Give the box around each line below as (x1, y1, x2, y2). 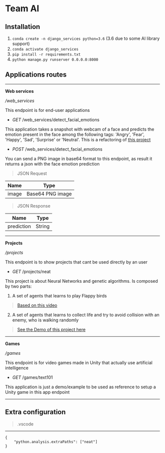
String (35, 223, 50, 230)
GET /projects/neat (12, 268, 51, 274)
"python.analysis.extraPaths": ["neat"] (14, 439, 98, 444)
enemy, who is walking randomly (12, 317, 79, 323)
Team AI (5, 3, 39, 14)
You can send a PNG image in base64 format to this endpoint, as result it (5, 156, 152, 161)
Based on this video (17, 302, 57, 308)
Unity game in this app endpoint (5, 389, 70, 395)
